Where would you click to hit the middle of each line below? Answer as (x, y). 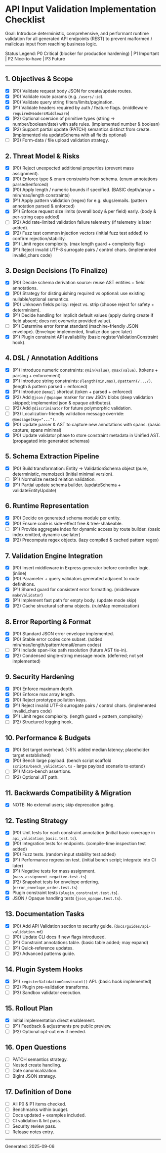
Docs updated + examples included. (49, 1115)
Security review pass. (34, 1126)
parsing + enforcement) (36, 375)
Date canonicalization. (35, 1070)
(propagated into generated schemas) (51, 441)
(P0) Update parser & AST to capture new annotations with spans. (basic (86, 424)
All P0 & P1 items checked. (39, 1104)
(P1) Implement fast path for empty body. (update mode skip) (74, 601)
